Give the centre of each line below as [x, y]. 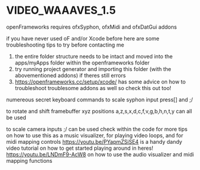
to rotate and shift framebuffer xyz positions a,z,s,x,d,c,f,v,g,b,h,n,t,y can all [99, 111]
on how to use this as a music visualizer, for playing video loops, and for [95, 135]
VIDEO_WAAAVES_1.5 [61, 10]
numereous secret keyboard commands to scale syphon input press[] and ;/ [100, 100]
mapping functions [29, 160]
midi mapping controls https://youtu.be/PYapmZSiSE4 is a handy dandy [94, 141]
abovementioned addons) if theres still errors [70, 75]
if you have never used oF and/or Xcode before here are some [83, 38]
